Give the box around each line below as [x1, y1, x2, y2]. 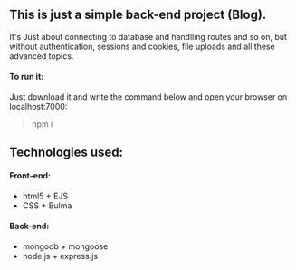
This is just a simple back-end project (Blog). [9, 7, 267, 23]
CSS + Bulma [22, 199, 72, 211]
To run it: [9, 72, 44, 82]
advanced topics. [9, 50, 74, 62]
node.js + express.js [22, 250, 99, 261]
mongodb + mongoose [22, 240, 109, 252]
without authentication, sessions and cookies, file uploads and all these [9, 41, 276, 52]
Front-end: [9, 170, 52, 180]
